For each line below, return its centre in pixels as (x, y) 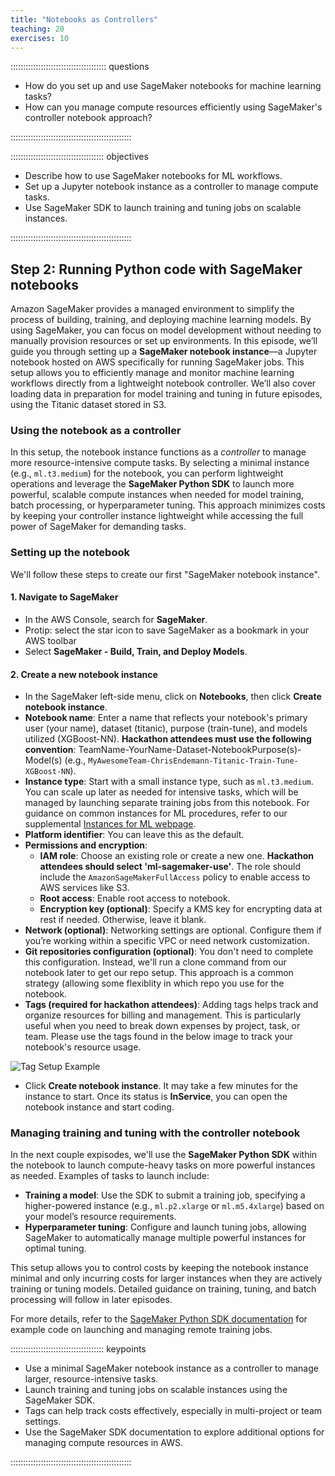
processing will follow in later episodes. (91, 1300)
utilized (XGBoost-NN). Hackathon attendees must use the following (168, 739)
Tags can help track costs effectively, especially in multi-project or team (173, 1411)
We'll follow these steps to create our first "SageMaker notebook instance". (165, 574)
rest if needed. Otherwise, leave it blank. (123, 920)
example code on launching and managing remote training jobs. (141, 1330)
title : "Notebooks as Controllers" (84, 19)
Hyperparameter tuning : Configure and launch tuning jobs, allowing (165, 1227)
